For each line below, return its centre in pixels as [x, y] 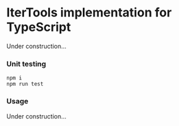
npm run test [25, 84]
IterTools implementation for [89, 13]
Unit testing [26, 64]
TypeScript [39, 27]
